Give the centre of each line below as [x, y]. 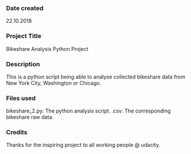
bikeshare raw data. [30, 117]
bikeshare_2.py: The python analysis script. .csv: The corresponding [88, 111]
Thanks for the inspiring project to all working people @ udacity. [83, 145]
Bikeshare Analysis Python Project [47, 49]
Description [23, 64]
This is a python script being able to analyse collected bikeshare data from [96, 77]
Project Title [24, 36]
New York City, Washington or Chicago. [53, 83]
